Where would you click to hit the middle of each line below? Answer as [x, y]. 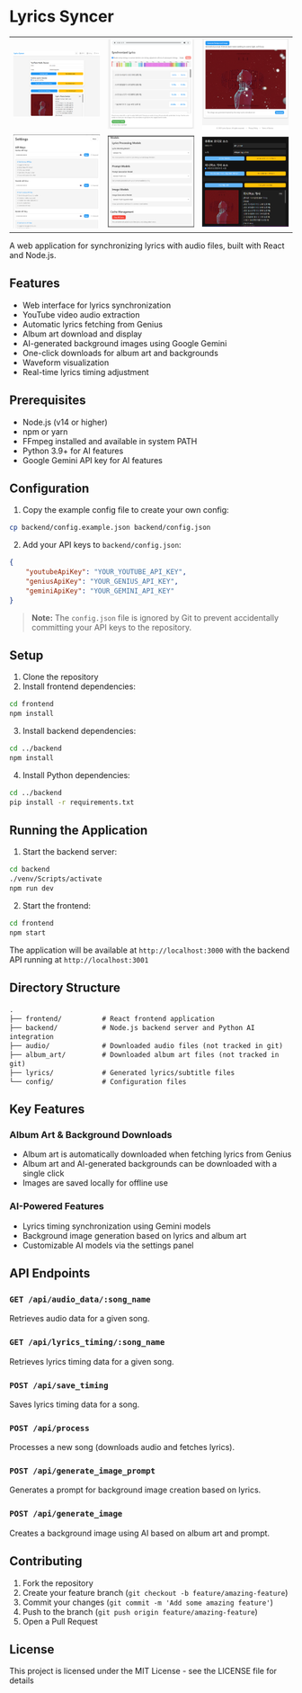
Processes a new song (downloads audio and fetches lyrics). [122, 1447]
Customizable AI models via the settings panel [108, 1245]
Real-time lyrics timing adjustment [86, 372]
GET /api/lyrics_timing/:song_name [87, 1343]
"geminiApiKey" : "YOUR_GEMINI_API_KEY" [100, 591]
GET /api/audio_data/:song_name [80, 1299]
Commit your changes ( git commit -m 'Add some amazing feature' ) [148, 1602]
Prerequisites [48, 401]
